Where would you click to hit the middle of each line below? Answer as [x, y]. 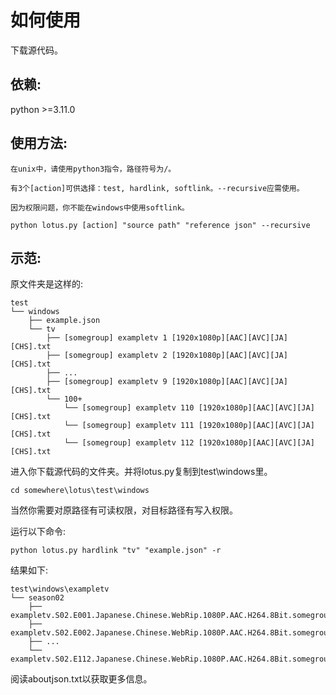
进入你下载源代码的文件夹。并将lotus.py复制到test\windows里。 [141, 472]
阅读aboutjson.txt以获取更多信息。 [81, 679]
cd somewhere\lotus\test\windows [80, 491]
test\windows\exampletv [60, 589]
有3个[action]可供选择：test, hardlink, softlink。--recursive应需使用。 [157, 188]
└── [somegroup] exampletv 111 [129, 426]
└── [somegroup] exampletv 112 [129, 443]
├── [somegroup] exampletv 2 [107, 356]
